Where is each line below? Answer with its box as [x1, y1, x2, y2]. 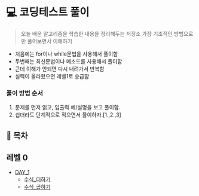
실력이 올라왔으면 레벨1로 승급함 [14, 72, 90, 79]
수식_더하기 [23, 176, 51, 183]
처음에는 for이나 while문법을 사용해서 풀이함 [14, 50, 118, 57]
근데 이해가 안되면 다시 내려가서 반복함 [14, 65, 105, 72]
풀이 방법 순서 [6, 89, 44, 97]
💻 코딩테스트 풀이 [6, 5, 90, 19]
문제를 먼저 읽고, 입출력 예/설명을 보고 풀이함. [14, 104, 121, 111]
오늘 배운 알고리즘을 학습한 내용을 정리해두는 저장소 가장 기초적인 [20, 30, 173, 37]
